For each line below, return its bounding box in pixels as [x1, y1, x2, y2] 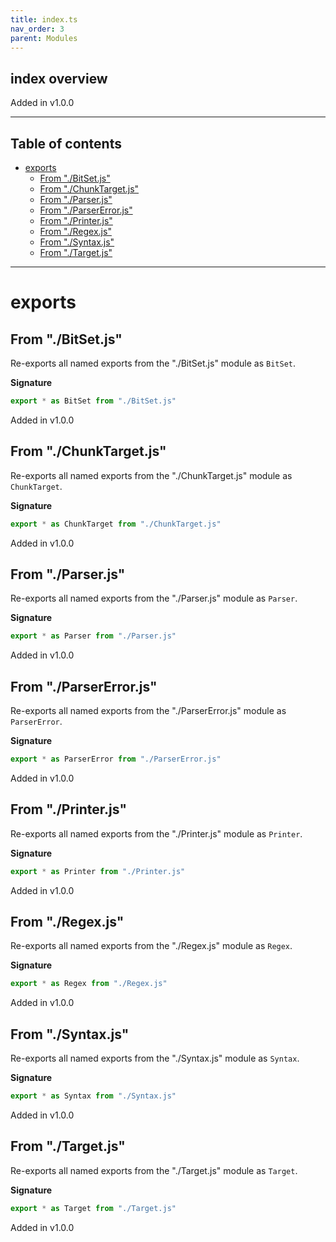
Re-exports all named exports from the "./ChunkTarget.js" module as [10, 469, 293, 481]
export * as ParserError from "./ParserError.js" [10, 754, 222, 765]
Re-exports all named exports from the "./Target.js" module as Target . [10, 1164, 298, 1176]
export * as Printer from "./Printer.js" [10, 866, 186, 876]
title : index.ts [10, 14, 78, 25]
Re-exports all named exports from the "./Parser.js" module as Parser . [10, 592, 298, 605]
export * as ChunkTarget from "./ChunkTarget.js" [10, 519, 222, 529]
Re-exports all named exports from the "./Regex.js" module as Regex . [10, 940, 293, 952]
